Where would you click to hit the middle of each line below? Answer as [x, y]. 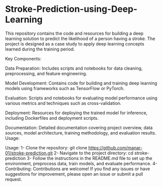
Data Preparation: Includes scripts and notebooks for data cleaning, [74, 68]
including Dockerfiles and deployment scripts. [52, 118]
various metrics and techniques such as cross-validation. [63, 103]
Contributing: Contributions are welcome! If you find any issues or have [78, 169]
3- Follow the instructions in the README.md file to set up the [90, 158]
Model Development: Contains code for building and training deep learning [81, 83]
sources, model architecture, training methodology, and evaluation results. [81, 133]
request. [14, 179]
